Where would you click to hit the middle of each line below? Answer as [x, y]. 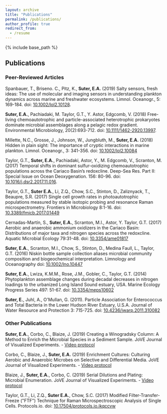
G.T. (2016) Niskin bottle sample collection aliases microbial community [79, 253]
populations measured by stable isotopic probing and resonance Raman [79, 202]
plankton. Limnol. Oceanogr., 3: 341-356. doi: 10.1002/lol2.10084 [71, 151]
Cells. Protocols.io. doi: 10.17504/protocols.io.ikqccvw [60, 406]
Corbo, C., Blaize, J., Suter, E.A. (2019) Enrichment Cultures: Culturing [78, 354]
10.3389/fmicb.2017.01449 [32, 213]
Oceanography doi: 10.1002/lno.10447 [44, 264]
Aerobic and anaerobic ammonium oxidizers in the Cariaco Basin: [72, 228]
